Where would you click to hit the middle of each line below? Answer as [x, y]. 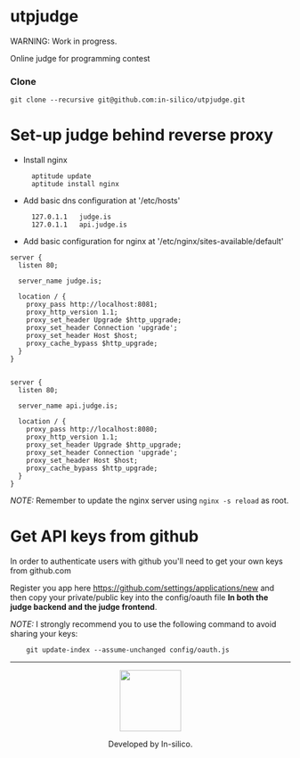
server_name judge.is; [60, 281]
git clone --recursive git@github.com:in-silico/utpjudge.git [128, 100]
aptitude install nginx [75, 185]
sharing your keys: [44, 634]
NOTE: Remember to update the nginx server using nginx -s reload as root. [150, 500]
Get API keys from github [105, 536]
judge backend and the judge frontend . [84, 607]
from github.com [41, 571]
